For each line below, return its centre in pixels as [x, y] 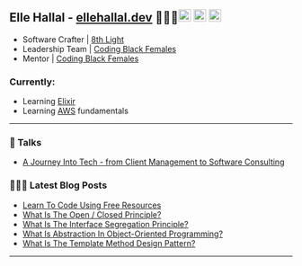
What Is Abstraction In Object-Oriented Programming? [122, 234]
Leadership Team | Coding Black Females [99, 49]
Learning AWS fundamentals [75, 111]
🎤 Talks [26, 143]
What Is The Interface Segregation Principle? [105, 224]
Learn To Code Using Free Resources [92, 205]
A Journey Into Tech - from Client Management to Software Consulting [153, 162]
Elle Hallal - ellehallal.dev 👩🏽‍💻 [94, 18]
